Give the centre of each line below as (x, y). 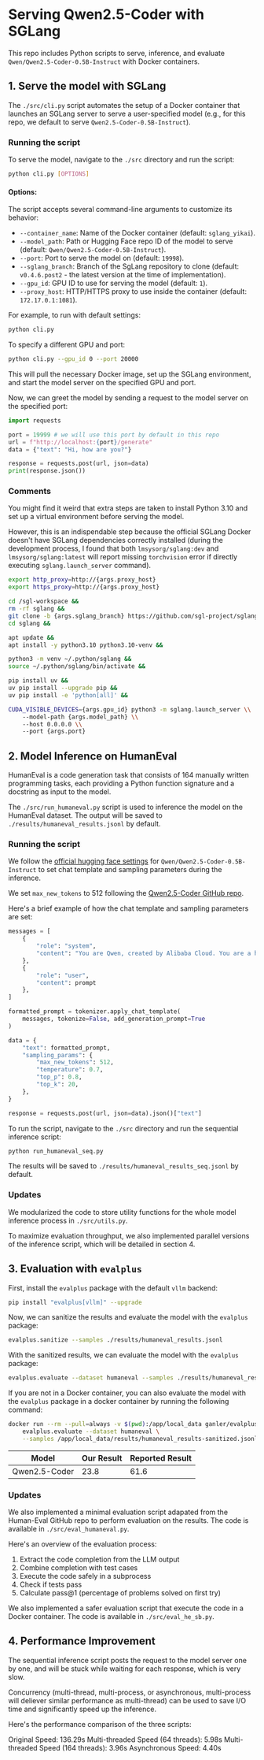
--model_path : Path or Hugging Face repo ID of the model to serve (126, 241)
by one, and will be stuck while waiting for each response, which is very (125, 1669)
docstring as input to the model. (60, 792)
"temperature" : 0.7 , (70, 1070)
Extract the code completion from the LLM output (99, 1559)
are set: (20, 917)
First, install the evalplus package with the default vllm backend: (113, 1288)
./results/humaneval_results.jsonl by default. (84, 824)
